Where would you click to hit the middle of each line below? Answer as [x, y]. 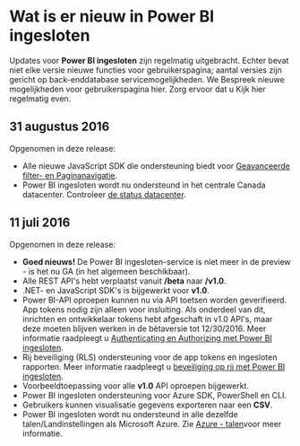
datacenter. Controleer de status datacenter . [104, 194]
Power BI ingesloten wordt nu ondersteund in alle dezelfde [130, 414]
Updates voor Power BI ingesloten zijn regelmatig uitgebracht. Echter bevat [149, 60]
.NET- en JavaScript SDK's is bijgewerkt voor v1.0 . [116, 290]
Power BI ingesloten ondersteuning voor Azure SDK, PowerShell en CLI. [154, 395]
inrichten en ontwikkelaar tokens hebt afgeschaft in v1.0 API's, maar [147, 319]
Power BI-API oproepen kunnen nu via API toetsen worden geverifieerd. [154, 300]
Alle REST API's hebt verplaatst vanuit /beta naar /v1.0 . [124, 281]
